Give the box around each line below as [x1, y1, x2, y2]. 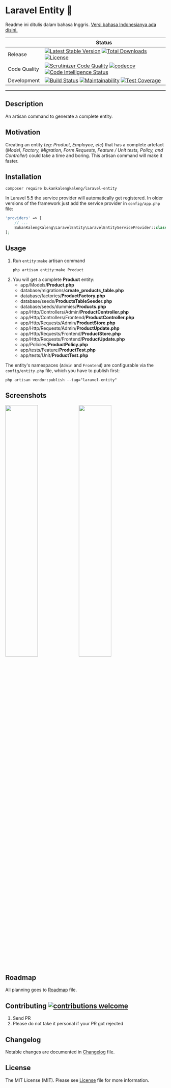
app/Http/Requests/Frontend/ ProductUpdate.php [20, 336, 125, 342]
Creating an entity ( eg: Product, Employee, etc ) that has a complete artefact [5, 141, 164, 147]
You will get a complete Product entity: [12, 276, 95, 282]
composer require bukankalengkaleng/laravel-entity [5, 186, 117, 191]
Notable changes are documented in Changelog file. [5, 1049, 115, 1055]
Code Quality [8, 65, 39, 72]
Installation [5, 172, 42, 181]
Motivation [5, 128, 41, 137]
